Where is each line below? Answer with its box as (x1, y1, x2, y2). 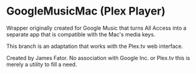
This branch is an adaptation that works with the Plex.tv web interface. (6, 42, 184, 50)
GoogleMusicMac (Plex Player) (6, 4, 166, 18)
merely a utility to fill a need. (6, 61, 77, 68)
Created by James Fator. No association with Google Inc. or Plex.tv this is (6, 54, 191, 61)
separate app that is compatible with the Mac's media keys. (6, 30, 156, 38)
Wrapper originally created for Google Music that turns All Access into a (6, 24, 187, 32)
